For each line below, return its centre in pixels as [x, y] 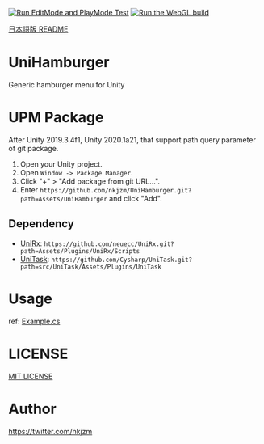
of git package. [34, 148]
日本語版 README [38, 29]
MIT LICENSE [31, 376]
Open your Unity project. [61, 164]
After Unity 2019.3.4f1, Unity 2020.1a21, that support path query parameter [132, 140]
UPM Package [56, 118]
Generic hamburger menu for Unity [67, 84]
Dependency [41, 224]
